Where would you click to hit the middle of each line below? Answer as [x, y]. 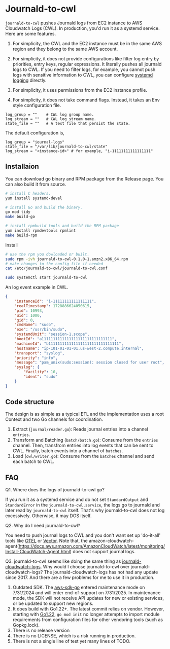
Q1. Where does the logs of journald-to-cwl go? [55, 490]
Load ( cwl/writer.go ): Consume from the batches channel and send [83, 456]
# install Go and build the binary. [44, 207]
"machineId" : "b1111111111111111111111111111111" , [69, 344]
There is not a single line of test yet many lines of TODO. [72, 641]
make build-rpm [21, 235]
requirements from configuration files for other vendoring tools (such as [88, 620]
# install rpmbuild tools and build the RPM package [62, 226]
